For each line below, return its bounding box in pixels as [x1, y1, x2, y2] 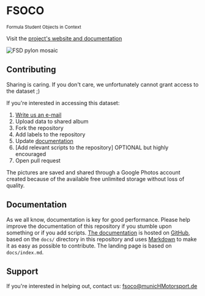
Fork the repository [15, 124, 64, 131]
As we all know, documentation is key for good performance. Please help [6, 216, 191, 223]
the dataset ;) [6, 87, 40, 95]
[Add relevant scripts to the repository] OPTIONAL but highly [15, 144, 169, 151]
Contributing [6, 64, 56, 75]
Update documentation [15, 137, 73, 144]
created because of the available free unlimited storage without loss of [6, 175, 185, 182]
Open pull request [15, 157, 61, 164]
